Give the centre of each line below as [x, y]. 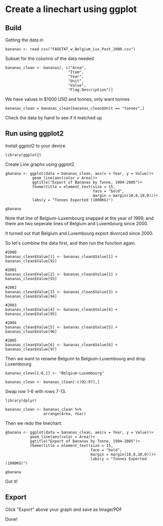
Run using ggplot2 [35, 134]
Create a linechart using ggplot [71, 9]
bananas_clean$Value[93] [31, 279]
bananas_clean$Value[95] [31, 314]
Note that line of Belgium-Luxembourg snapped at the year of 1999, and [79, 218]
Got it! [12, 481]
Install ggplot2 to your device [35, 146]
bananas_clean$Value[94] [31, 296]
